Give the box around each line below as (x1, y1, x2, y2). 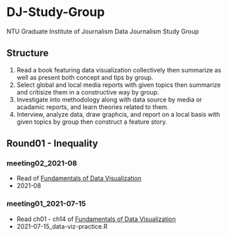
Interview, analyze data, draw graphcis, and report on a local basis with (16, 110, 220, 118)
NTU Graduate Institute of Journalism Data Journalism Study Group (6, 27, 199, 35)
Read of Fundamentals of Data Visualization (16, 174, 142, 183)
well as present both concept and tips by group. (16, 73, 154, 81)
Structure (6, 47, 49, 59)
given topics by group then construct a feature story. (16, 117, 168, 126)
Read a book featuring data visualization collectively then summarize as (16, 65, 222, 74)
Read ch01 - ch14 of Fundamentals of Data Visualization (16, 215, 176, 223)
